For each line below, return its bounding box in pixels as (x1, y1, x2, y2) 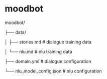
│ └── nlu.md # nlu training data (5, 48, 72, 54)
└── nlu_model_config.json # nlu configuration (5, 68, 102, 74)
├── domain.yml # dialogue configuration (5, 58, 91, 64)
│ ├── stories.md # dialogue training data (5, 38, 91, 45)
